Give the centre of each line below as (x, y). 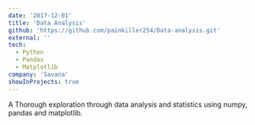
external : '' (30, 38)
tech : (17, 45)
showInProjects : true (44, 81)
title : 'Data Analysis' (47, 23)
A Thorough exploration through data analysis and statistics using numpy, (128, 104)
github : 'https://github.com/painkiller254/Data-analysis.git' (114, 30)
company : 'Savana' (38, 74)
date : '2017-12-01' (40, 15)
